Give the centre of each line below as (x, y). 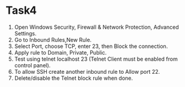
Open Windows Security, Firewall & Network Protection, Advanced (97, 27)
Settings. (25, 33)
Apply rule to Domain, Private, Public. (60, 52)
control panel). (32, 65)
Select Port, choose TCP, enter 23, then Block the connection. (91, 46)
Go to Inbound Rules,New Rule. (53, 40)
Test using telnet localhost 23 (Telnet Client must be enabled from (96, 59)
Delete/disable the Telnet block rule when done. (74, 78)
